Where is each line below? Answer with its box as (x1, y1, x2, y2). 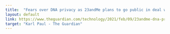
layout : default (5, 12, 39, 17)
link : (5, 16, 17, 21)
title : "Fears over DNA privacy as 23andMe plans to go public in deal (5, 7, 162, 12)
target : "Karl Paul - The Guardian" (5, 21, 82, 26)
